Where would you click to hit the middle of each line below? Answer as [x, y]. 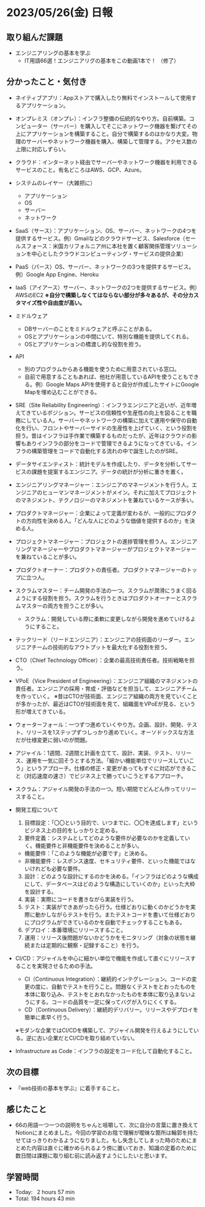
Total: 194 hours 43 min [45, 1198]
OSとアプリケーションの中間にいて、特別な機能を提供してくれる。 [108, 336]
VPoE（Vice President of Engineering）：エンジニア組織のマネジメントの [106, 680]
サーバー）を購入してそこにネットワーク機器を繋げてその [125, 126]
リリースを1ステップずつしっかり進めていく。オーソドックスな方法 [110, 732]
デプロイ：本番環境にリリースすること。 [75, 930]
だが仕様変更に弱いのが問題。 [53, 740]
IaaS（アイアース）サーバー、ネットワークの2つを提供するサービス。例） [106, 287]
